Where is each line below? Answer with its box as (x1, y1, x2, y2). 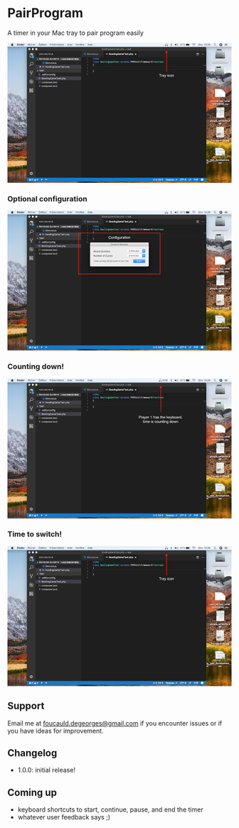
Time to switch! (7, 529, 63, 539)
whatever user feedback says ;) (17, 813, 111, 822)
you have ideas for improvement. (7, 726, 105, 735)
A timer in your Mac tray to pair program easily (7, 28, 144, 37)
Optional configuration (7, 193, 87, 203)
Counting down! (7, 361, 65, 371)
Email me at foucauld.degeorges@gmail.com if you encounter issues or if (7, 718, 223, 727)
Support (7, 700, 45, 712)
